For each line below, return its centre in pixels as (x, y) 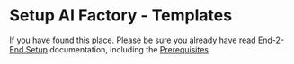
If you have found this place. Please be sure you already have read (133, 40)
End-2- (271, 40)
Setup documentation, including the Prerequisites (117, 49)
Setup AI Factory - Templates (120, 16)
